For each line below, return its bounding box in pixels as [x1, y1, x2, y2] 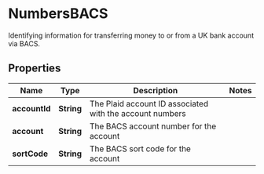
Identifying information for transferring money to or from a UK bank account [8, 31, 254, 40]
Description [133, 85, 178, 96]
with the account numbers [89, 107, 186, 118]
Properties [8, 62, 61, 75]
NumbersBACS [8, 5, 108, 23]
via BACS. [8, 38, 41, 48]
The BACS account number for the [89, 121, 217, 132]
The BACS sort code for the [89, 143, 191, 154]
